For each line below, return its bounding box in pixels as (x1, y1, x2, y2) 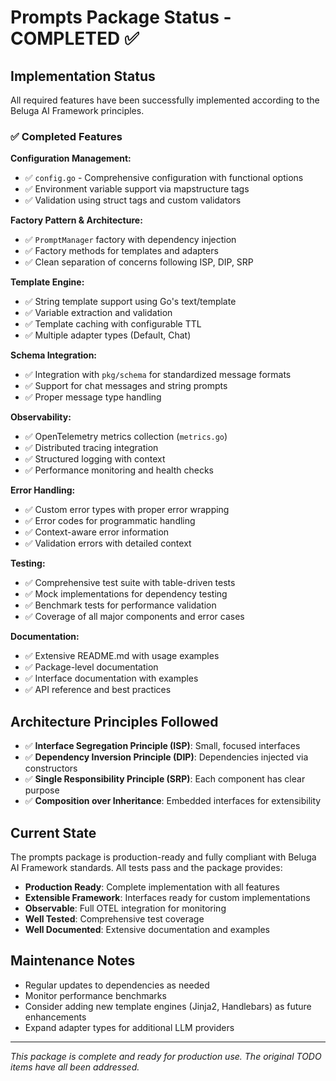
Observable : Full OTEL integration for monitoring (24, 902, 227, 914)
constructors (24, 762, 78, 775)
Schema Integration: (10, 349, 98, 361)
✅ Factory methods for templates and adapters (24, 245, 219, 257)
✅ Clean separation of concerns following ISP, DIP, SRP (24, 256, 254, 268)
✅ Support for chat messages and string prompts (24, 380, 228, 392)
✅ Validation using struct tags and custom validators (24, 194, 242, 206)
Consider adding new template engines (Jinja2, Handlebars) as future (24, 1000, 312, 1012)
